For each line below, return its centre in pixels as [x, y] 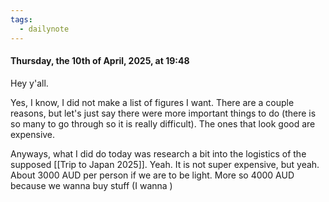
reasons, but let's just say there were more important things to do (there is [163, 113]
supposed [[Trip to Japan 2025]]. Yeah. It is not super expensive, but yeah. [165, 164]
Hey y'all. [29, 83]
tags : [21, 19]
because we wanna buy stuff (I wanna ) [91, 185]
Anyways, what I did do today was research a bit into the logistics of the [158, 153]
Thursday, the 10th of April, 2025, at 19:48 [100, 61]
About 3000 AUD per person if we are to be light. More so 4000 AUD [152, 175]
